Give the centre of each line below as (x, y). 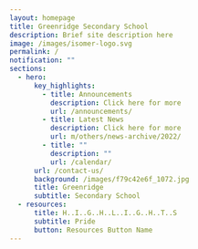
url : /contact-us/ (68, 171)
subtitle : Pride (64, 221)
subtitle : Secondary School (87, 196)
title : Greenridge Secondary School (79, 26)
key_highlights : (64, 86)
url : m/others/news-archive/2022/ (115, 137)
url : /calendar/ (81, 162)
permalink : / (34, 52)
